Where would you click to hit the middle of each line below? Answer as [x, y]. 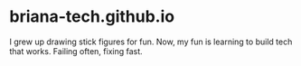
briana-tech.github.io [92, 17]
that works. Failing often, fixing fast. [76, 51]
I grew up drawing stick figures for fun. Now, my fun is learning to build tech [151, 42]
